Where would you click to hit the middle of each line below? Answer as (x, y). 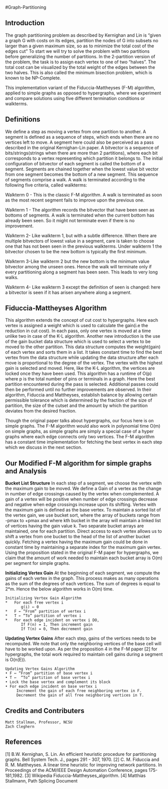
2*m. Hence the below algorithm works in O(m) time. (59, 589)
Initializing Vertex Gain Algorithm (43, 598)
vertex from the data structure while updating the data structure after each (82, 358)
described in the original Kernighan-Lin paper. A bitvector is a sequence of (82, 147)
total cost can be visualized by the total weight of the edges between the (80, 67)
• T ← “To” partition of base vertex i (48, 678)
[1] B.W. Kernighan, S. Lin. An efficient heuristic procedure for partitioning (81, 754)
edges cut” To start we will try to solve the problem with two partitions (77, 51)
